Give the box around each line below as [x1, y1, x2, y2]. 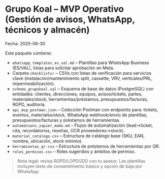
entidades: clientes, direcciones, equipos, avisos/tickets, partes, [12, 91, 143, 97]
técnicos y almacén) [5, 25, 90, 35]
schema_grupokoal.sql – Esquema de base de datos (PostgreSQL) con [12, 86, 154, 91]
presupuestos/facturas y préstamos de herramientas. [12, 117, 121, 123]
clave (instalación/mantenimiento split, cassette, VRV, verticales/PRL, [12, 75, 153, 81]
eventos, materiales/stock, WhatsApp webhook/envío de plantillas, [12, 112, 148, 118]
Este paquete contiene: [5, 50, 52, 56]
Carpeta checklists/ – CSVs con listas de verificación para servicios [12, 70, 152, 76]
